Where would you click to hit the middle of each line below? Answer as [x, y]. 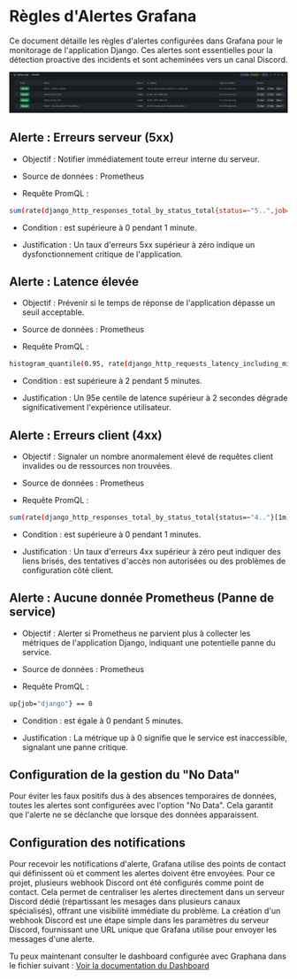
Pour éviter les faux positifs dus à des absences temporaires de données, [143, 796]
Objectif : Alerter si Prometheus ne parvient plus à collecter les [136, 633]
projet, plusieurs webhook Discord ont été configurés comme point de [137, 883]
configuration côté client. [68, 570]
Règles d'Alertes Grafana [103, 16]
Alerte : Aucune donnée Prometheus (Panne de [141, 598]
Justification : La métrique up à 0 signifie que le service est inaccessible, [154, 738]
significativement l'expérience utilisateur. [96, 408]
